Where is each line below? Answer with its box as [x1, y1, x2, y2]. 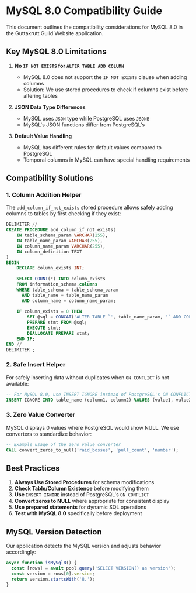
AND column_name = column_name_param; [21, 297, 116, 304]
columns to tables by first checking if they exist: [6, 210, 121, 217]
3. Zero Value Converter [6, 411, 76, 419]
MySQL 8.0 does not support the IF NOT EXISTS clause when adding [23, 73, 187, 80]
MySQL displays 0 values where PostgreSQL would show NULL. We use [6, 424, 180, 431]
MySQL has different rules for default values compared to [23, 143, 162, 150]
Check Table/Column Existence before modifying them [14, 485, 149, 492]
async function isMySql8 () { [6, 560, 77, 566]
